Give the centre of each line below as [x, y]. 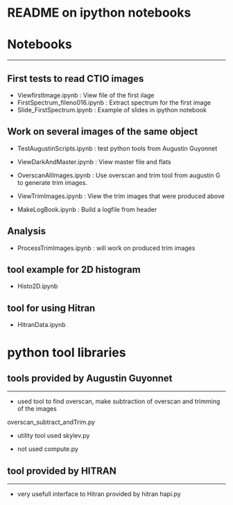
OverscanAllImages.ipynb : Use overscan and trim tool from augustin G [119, 175]
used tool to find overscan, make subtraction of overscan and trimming [119, 401]
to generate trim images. [52, 182]
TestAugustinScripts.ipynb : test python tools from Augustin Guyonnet [117, 148]
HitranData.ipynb [41, 325]
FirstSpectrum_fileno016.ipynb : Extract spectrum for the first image [114, 103]
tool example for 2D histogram [74, 269]
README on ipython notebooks [99, 13]
